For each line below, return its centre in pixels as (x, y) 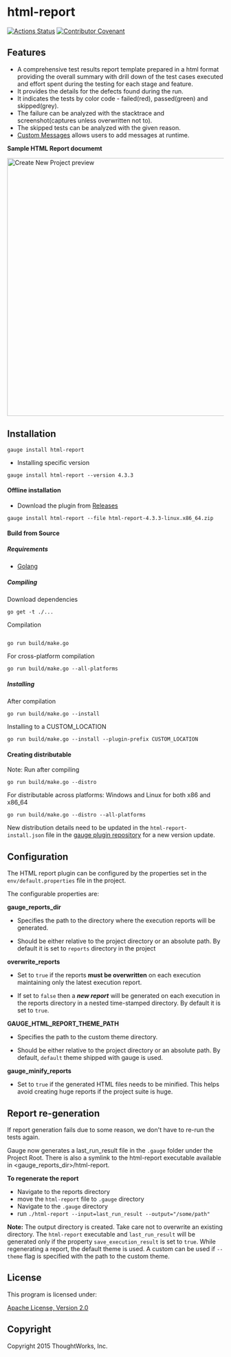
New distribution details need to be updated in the (78, 828)
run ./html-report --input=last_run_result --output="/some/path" (113, 1214)
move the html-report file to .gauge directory (80, 1199)
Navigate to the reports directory (63, 1192)
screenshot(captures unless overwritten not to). (85, 120)
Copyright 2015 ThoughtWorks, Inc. (57, 1346)
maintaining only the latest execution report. (79, 983)
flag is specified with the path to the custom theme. (97, 1257)
